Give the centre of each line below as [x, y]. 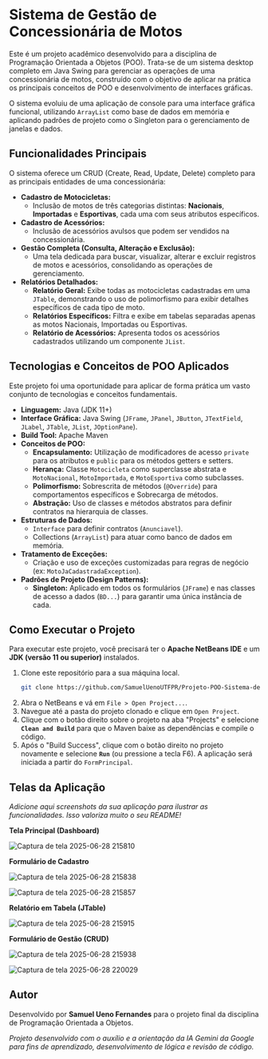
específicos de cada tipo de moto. [89, 307]
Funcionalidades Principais [78, 154]
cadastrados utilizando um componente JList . [109, 341]
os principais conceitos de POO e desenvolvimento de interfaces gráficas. [131, 87]
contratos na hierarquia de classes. [90, 511]
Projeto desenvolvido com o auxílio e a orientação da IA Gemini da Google [132, 1038]
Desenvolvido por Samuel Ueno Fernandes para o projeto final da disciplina [134, 1014]
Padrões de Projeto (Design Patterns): [85, 579]
